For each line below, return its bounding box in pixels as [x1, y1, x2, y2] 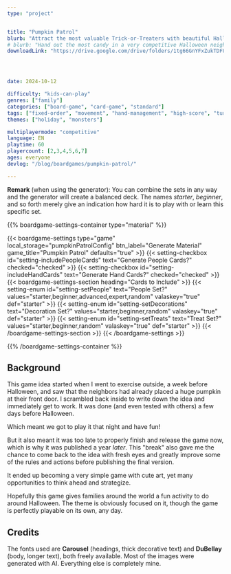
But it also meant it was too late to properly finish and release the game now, [7, 436, 224, 444]
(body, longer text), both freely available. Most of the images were [7, 552, 195, 560]
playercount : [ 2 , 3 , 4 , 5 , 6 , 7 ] [7, 148, 88, 155]
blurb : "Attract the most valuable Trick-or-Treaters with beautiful [7, 35, 211, 42]
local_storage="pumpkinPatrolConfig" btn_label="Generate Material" [7, 241, 203, 250]
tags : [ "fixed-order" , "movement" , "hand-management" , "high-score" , [7, 109, 211, 117]
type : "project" [7, 10, 54, 17]
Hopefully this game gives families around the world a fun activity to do [7, 492, 210, 500]
